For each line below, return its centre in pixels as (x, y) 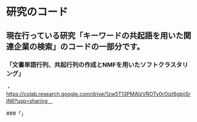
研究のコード (37, 12)
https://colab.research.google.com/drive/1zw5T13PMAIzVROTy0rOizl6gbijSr (98, 94)
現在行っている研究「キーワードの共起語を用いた (95, 35)
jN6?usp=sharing (27, 101)
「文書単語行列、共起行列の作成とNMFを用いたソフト (82, 65)
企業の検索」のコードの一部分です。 (79, 47)
